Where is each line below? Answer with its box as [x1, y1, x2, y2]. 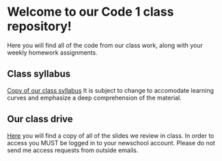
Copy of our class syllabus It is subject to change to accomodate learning [7, 86, 214, 94]
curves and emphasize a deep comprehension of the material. [7, 93, 182, 102]
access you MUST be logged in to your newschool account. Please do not [7, 138, 215, 147]
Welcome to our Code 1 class [7, 4, 174, 20]
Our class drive [7, 113, 73, 125]
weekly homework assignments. [7, 48, 98, 57]
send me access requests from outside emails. [7, 146, 139, 154]
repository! [7, 18, 72, 34]
